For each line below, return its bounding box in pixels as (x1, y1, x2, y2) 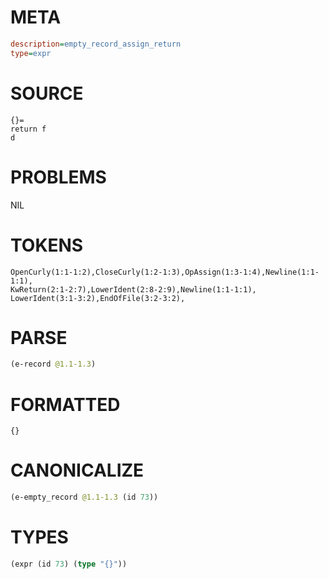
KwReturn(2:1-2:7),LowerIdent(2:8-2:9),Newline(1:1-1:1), (10, 284, 257, 295)
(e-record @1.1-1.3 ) (10, 359, 97, 370)
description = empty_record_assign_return (10, 39, 182, 49)
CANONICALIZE (10, 459, 145, 482)
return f (10, 124, 47, 134)
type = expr (10, 48, 52, 58)
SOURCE (10, 82, 84, 105)
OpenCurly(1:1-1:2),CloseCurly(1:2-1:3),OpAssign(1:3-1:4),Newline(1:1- (10, 267, 320, 277)
